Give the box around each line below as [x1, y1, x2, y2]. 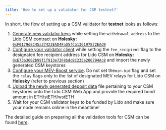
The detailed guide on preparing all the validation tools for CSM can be [5, 114, 150, 120]
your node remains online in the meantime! [12, 104, 100, 110]
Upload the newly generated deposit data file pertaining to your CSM [12, 83, 153, 89]
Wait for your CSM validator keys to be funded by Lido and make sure [12, 99, 155, 105]
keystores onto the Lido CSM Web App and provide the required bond [12, 88, 155, 94]
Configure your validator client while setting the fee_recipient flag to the [12, 46, 162, 52]
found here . [5, 119, 29, 125]
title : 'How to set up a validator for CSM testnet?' [5, 7, 119, 12]
